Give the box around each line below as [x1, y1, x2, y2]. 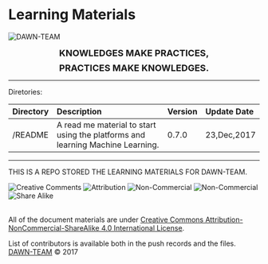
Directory [12, 106, 49, 117]
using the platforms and [56, 129, 146, 140]
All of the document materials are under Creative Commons [8, 215, 204, 224]
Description [56, 106, 102, 117]
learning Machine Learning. [56, 139, 160, 150]
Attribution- [205, 215, 243, 224]
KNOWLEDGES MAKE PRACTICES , [58, 47, 210, 59]
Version [167, 106, 198, 117]
